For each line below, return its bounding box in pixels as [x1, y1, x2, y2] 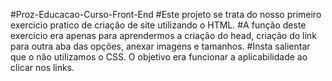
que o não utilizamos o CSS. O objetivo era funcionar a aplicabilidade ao [10, 51, 308, 63]
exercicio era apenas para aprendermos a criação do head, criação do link [10, 30, 317, 41]
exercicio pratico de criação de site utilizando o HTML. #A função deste [10, 19, 307, 31]
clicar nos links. [10, 62, 75, 73]
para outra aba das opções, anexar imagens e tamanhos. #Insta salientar [10, 40, 311, 52]
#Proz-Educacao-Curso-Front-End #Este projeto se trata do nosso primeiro [10, 9, 322, 20]
